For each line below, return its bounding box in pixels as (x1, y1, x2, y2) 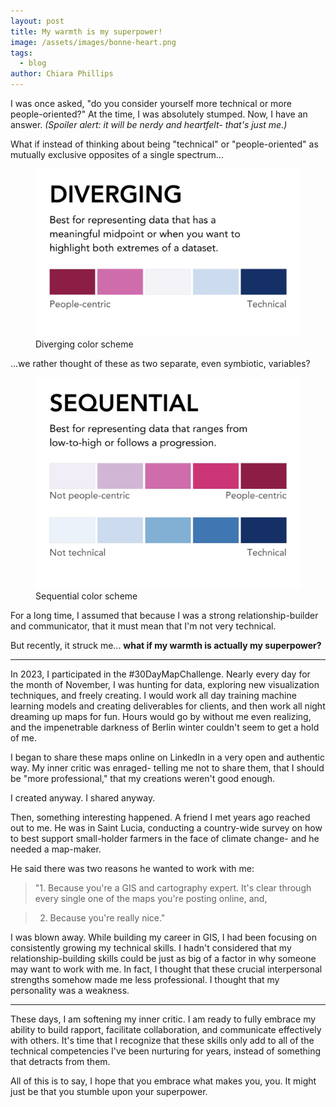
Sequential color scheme (35, 590, 138, 602)
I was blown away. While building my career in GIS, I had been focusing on (10, 931, 317, 943)
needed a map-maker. (10, 843, 102, 855)
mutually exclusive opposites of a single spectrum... (10, 149, 224, 160)
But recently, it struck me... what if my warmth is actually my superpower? (10, 639, 322, 651)
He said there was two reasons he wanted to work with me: (10, 862, 255, 874)
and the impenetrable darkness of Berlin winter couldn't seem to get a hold (10, 721, 320, 733)
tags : (10, 48, 33, 58)
